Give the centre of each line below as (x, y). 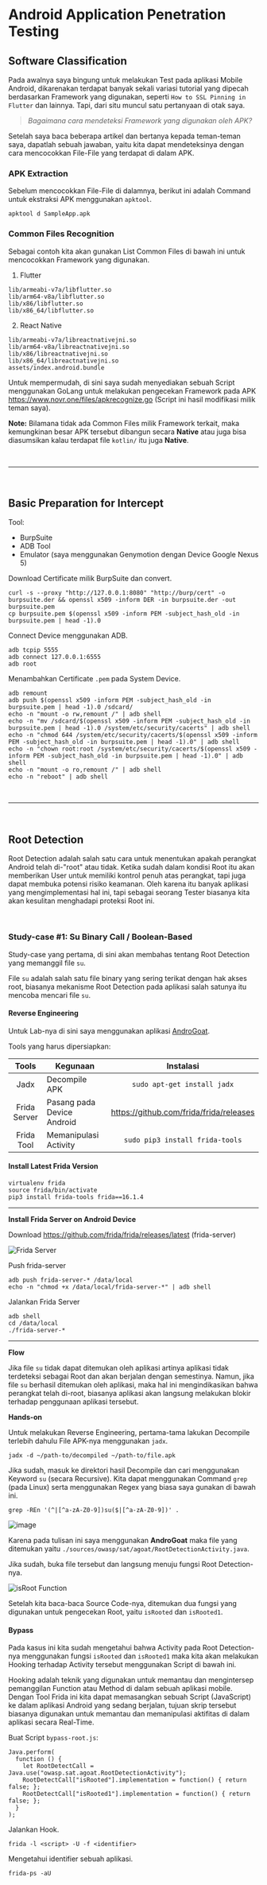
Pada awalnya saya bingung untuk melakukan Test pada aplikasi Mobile (126, 80)
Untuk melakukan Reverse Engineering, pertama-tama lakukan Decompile (129, 1432)
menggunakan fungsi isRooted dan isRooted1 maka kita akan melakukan (140, 1656)
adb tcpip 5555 (33, 650)
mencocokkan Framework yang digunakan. (79, 259)
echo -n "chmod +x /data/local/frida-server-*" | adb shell (110, 1287)
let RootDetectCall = (58, 1767)
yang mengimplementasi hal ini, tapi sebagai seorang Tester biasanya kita (129, 893)
